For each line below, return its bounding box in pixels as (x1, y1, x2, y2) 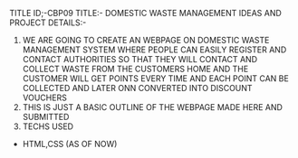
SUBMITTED (22, 112, 70, 122)
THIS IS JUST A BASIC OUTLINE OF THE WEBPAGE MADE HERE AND (22, 102, 284, 112)
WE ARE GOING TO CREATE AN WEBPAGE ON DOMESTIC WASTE (22, 35, 270, 45)
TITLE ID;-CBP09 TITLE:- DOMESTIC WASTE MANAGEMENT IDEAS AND (9, 8, 283, 18)
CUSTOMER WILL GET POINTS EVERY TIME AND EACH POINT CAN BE (22, 73, 290, 84)
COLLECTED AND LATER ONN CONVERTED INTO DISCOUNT (22, 83, 253, 93)
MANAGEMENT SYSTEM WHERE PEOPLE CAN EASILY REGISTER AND (22, 44, 287, 55)
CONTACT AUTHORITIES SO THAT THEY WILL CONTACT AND (22, 54, 258, 64)
